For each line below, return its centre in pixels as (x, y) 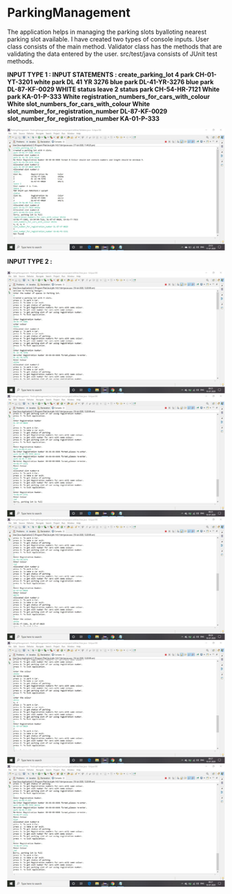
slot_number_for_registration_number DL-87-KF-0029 (87, 111)
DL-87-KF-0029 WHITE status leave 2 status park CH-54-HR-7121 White (113, 89)
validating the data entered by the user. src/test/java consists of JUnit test (112, 54)
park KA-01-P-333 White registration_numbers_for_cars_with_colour (109, 96)
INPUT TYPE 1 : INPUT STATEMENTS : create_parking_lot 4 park (101, 75)
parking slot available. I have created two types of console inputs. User (108, 39)
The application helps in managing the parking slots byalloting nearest (107, 32)
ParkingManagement (69, 13)
